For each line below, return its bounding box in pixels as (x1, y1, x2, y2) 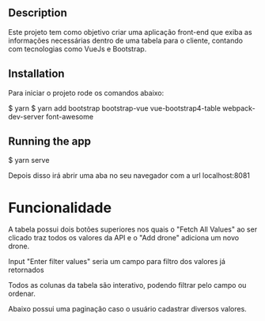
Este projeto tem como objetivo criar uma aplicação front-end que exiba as (8, 27, 252, 36)
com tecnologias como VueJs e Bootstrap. (8, 43, 147, 54)
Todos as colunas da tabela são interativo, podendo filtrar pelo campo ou (8, 281, 247, 290)
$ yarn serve (8, 156, 50, 165)
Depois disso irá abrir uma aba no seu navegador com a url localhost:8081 (8, 171, 251, 180)
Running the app (8, 134, 91, 149)
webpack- (222, 103, 256, 113)
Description (8, 6, 67, 20)
